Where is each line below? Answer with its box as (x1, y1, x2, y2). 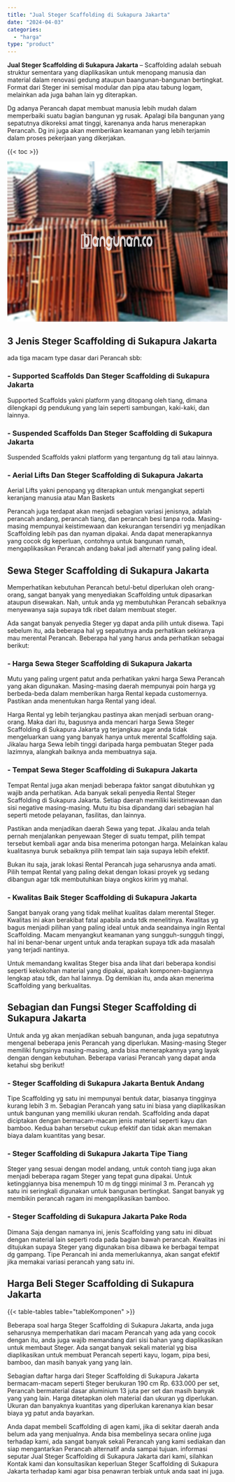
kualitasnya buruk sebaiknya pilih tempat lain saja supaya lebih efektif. (7, 846, 210, 855)
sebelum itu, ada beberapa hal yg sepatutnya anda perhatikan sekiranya (7, 627, 215, 635)
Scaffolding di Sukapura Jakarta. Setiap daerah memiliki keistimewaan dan (7, 796, 222, 804)
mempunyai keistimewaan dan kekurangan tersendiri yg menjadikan (29, 522, 226, 531)
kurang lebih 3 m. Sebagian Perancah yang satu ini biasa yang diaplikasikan (7, 1102, 226, 1110)
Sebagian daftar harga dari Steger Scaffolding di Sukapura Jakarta (7, 1371, 199, 1380)
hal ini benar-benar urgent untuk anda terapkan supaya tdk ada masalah (7, 938, 215, 947)
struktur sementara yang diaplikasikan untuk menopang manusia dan (7, 69, 206, 77)
